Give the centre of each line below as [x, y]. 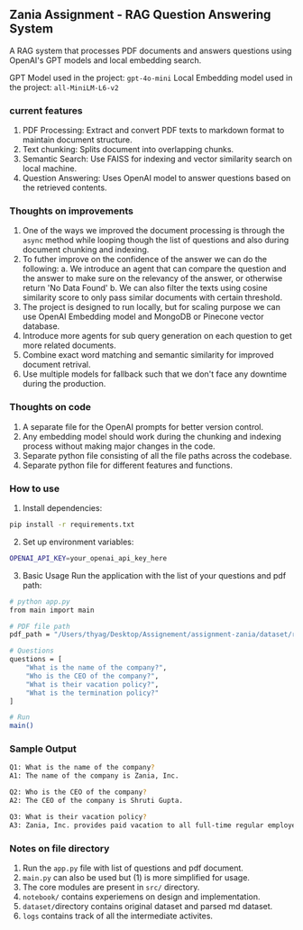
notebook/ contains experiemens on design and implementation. [141, 897]
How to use [35, 488]
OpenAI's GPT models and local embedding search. [106, 60]
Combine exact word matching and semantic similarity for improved [148, 355]
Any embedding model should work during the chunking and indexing [152, 436]
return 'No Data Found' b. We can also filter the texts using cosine [145, 288]
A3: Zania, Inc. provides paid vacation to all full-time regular [137, 825]
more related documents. [69, 345]
